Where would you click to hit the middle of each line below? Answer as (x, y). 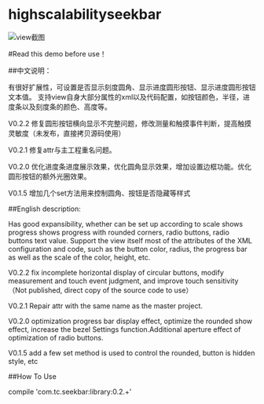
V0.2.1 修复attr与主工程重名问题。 (62, 150)
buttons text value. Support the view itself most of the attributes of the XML (130, 240)
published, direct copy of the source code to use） (111, 290)
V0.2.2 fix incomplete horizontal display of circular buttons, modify (116, 272)
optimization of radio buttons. (56, 337)
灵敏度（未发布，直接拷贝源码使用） (67, 133)
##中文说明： (30, 70)
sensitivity (222, 281)
